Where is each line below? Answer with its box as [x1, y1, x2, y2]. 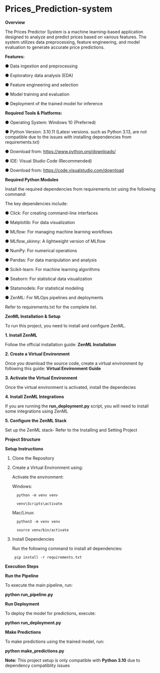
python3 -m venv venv [16, 519, 61, 524]
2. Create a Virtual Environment [5, 351, 70, 357]
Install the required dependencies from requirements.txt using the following [5, 186, 156, 192]
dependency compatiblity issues [5, 662, 70, 668]
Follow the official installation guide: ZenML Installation [5, 341, 116, 347]
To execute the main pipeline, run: [5, 582, 73, 588]
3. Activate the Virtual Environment [5, 375, 78, 381]
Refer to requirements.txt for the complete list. [5, 304, 97, 310]
